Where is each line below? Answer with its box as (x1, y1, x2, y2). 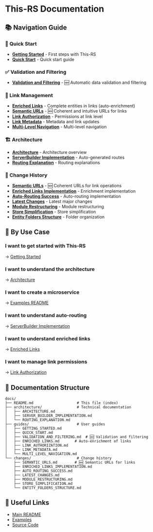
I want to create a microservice (5, 289, 80, 296)
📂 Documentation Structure (5, 383, 90, 392)
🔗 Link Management (5, 92, 53, 99)
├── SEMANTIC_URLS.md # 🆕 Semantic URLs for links (14, 460, 136, 465)
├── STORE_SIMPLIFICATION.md (14, 482, 73, 486)
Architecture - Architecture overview (12, 149, 87, 155)
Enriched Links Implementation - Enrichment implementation (12, 188, 136, 194)
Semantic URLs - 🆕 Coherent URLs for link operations (12, 183, 122, 189)
